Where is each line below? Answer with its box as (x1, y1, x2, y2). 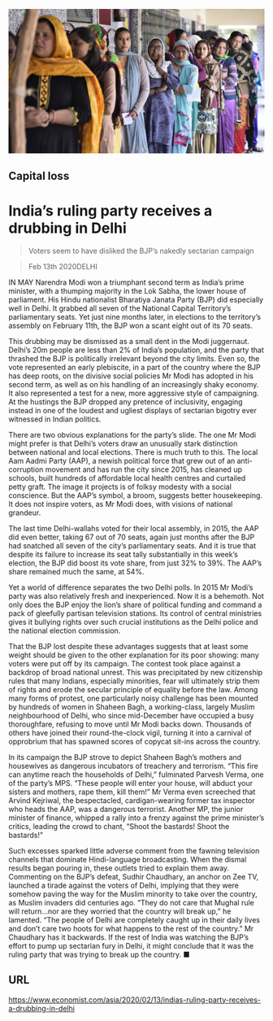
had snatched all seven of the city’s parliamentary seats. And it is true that (8, 540, 257, 550)
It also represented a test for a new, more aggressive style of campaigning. (8, 388, 259, 398)
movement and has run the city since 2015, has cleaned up (45, 465, 242, 474)
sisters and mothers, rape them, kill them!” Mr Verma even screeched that (8, 787, 256, 796)
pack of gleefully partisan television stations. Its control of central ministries (8, 608, 262, 618)
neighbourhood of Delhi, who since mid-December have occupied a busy (8, 710, 254, 720)
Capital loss (8, 168, 70, 183)
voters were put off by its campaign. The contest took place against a (8, 658, 241, 668)
